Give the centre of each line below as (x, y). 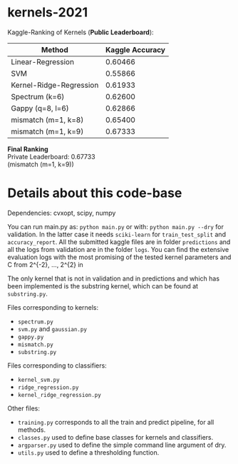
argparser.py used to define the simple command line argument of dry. (122, 445)
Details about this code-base (95, 193)
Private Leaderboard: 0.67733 (51, 156)
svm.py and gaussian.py (52, 328)
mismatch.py (35, 344)
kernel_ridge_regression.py (59, 395)
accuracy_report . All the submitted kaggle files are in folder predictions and (119, 242)
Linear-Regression (43, 61)
